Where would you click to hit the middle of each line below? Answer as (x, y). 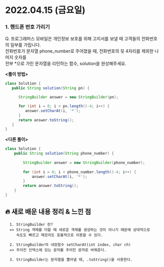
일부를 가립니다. (26, 45)
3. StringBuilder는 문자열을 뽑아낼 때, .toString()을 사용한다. (71, 260)
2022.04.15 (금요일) (45, 10)
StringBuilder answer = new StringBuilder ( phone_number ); (84, 163)
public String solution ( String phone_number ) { (64, 154)
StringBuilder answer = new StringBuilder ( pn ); (68, 97)
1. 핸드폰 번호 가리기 (28, 27)
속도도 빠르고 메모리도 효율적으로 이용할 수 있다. (59, 235)
